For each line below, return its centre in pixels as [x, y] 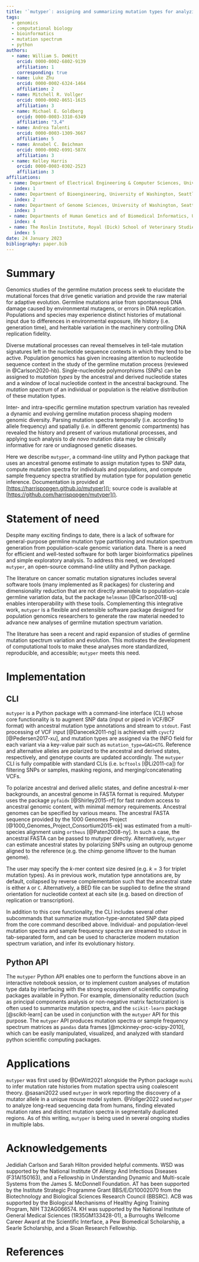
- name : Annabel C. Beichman [47, 144]
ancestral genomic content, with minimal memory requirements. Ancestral [96, 807]
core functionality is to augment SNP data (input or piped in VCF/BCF [90, 719]
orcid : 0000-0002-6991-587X [51, 150]
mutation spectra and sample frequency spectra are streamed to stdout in [97, 931]
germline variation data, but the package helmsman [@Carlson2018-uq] [92, 597]
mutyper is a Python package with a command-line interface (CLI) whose [94, 713]
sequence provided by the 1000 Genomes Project [67, 819]
